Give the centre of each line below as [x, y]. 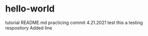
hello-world [30, 9]
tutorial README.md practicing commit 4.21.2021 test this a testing [74, 22]
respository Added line [29, 27]
